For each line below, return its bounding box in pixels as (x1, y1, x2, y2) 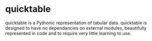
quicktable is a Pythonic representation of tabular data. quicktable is (5, 20, 147, 26)
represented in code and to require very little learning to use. (5, 30, 132, 36)
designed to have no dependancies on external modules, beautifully (5, 25, 146, 31)
